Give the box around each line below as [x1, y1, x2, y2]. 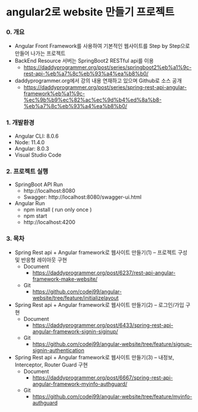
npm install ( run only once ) [23, 206, 92, 213]
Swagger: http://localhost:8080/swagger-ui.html [23, 193, 142, 201]
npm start [23, 212, 47, 219]
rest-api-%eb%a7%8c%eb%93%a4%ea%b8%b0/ [23, 70, 149, 77]
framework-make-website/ [32, 275, 98, 283]
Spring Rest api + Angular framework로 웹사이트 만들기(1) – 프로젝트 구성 [14, 249, 188, 256]
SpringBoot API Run [14, 181, 63, 188]
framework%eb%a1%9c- [23, 90, 85, 98]
